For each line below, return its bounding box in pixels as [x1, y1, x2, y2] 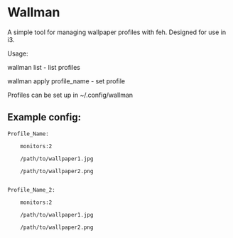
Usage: [7, 49, 28, 58]
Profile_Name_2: [7, 186, 55, 193]
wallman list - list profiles [7, 63, 80, 71]
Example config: [7, 111, 82, 123]
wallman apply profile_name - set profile [7, 76, 126, 86]
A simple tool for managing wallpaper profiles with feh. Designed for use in [7, 28, 226, 36]
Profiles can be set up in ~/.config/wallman [7, 90, 134, 99]
